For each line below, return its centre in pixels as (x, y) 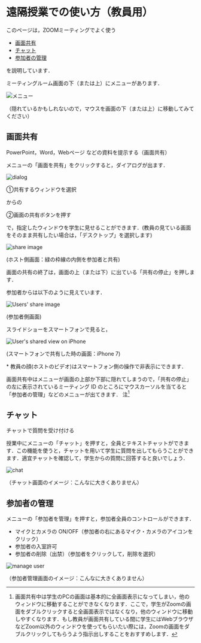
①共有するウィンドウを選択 (41, 189)
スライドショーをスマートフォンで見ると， (59, 329)
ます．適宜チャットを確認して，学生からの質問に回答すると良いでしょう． (97, 458)
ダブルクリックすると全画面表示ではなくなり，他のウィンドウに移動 (109, 612)
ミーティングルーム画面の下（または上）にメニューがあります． (85, 83)
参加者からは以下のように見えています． (56, 292)
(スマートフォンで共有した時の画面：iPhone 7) (63, 353)
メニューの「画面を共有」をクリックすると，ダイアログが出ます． (87, 165)
